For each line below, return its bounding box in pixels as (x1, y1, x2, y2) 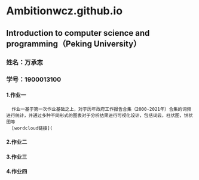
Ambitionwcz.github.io (6, 4, 123, 18)
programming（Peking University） (6, 39, 142, 49)
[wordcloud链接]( (11, 125, 53, 131)
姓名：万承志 (6, 58, 44, 66)
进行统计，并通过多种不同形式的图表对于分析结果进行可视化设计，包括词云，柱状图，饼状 (6, 112, 193, 119)
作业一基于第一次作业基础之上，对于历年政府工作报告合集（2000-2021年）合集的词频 (11, 106, 191, 112)
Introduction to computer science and (6, 28, 150, 38)
